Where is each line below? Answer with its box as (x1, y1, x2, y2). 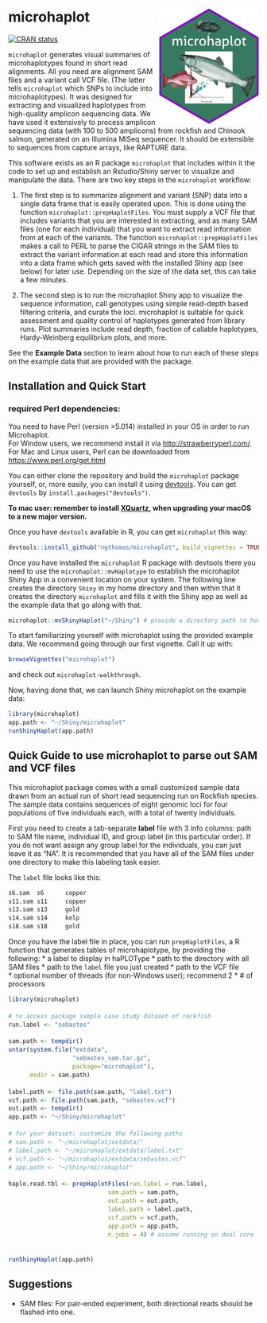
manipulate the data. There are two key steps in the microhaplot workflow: (8, 175, 252, 185)
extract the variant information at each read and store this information (19, 249, 248, 259)
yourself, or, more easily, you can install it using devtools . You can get (8, 479, 237, 488)
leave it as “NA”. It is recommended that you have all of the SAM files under (8, 848, 254, 858)
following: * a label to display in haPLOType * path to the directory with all (8, 954, 250, 963)
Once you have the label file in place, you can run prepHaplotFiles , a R (8, 937, 240, 947)
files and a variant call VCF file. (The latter (8, 75, 145, 84)
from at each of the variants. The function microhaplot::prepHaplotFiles (19, 232, 258, 242)
